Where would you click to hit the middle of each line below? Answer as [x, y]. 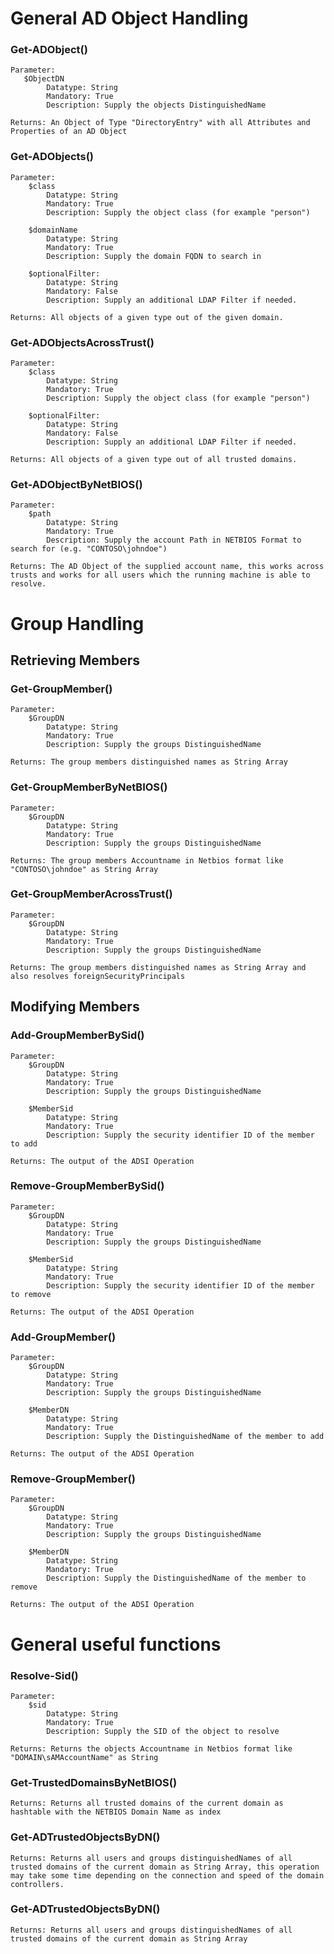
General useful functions [116, 1644]
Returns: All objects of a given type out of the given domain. [147, 317]
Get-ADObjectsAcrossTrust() [82, 342]
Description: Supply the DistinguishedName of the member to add [185, 1437]
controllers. [37, 1884]
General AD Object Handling [129, 18]
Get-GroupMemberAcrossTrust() [91, 894]
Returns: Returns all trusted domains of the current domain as [147, 1803]
